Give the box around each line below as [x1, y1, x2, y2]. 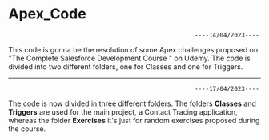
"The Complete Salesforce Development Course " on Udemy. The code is [8, 53, 251, 63]
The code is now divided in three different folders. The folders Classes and [8, 99, 256, 108]
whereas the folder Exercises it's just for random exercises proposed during [8, 115, 260, 125]
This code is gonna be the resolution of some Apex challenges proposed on [8, 45, 259, 54]
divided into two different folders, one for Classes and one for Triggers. [8, 61, 243, 72]
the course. [8, 124, 46, 134]
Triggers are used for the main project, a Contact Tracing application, [8, 107, 238, 116]
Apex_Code [8, 5, 86, 23]
